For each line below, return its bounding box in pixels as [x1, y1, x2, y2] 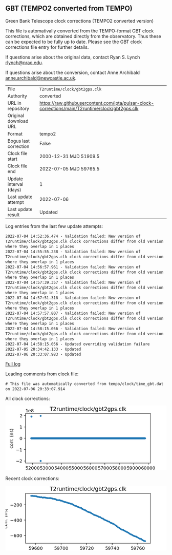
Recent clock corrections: [5, 475, 60, 482]
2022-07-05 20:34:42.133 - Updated [5, 347, 81, 352]
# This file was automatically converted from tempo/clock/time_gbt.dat [5, 381, 164, 387]
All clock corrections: [5, 395, 50, 401]
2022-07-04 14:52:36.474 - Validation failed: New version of [5, 234, 141, 239]
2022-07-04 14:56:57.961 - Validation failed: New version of [5, 264, 141, 270]
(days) [7, 186, 21, 193]
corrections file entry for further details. [5, 44, 89, 50]
